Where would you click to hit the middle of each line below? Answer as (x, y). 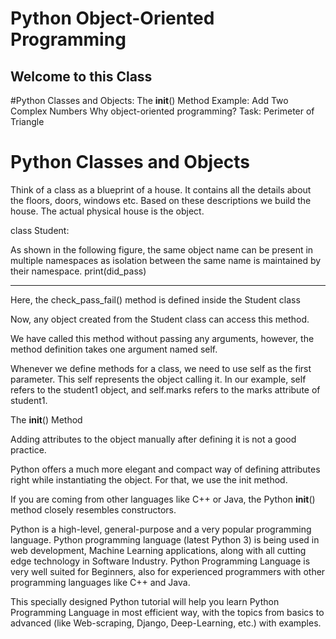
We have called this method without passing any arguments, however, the (162, 338)
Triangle (27, 121)
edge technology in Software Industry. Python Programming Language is (160, 561)
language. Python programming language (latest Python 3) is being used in (165, 539)
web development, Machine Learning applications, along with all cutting (158, 550)
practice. (28, 449)
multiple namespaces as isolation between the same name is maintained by (166, 260)
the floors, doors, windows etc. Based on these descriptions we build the (161, 200)
